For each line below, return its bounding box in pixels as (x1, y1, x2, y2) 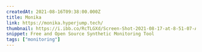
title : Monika (6, 14, 42, 20)
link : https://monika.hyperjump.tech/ (6, 20, 103, 26)
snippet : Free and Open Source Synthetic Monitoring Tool (6, 31, 155, 37)
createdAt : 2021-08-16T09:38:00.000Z (6, 8, 101, 15)
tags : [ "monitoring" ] (6, 36, 61, 42)
